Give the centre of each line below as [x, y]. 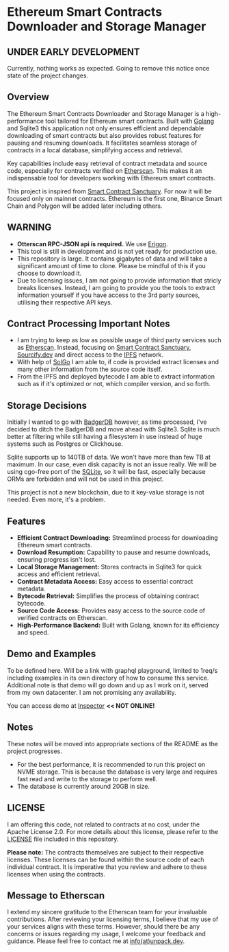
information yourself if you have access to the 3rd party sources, [108, 295]
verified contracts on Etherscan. [62, 618]
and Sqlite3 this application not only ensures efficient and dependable [106, 128]
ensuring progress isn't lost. [56, 560]
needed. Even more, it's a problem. [56, 500]
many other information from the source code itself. [90, 369]
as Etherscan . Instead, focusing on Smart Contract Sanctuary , [104, 348]
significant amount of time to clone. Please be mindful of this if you [111, 265]
